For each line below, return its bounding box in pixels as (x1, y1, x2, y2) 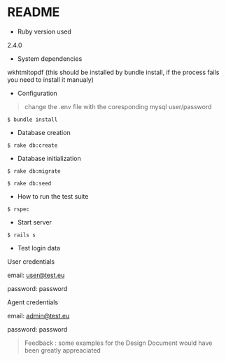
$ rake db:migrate (7, 167, 61, 175)
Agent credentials (7, 298, 59, 306)
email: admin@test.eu (7, 311, 70, 320)
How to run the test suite (17, 192, 89, 200)
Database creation (17, 128, 71, 136)
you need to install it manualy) (7, 75, 94, 84)
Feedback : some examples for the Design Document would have (24, 339, 213, 347)
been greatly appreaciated (24, 346, 101, 354)
